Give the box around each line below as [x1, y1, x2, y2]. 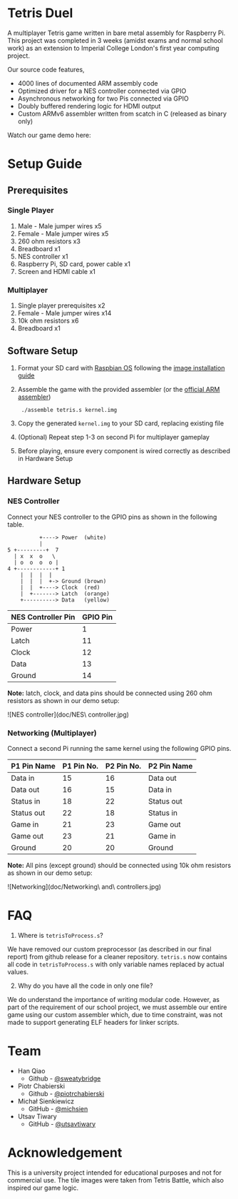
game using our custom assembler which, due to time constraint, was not [7, 1010, 223, 1018]
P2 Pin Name [148, 761, 193, 771]
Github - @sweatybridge [28, 1074, 101, 1083]
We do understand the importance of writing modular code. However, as [7, 995, 219, 1003]
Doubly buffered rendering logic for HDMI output [17, 101, 161, 110]
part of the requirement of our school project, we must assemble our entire [7, 1003, 227, 1011]
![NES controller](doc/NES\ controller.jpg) [7, 710, 130, 719]
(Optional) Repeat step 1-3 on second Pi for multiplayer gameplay [17, 432, 210, 441]
